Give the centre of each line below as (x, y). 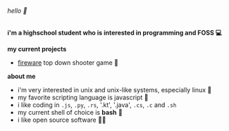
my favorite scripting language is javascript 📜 (83, 98)
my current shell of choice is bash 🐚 (70, 113)
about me (21, 76)
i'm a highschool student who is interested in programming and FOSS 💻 (114, 33)
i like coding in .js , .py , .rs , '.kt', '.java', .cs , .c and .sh (97, 105)
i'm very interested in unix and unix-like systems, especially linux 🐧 (114, 90)
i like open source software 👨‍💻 (62, 120)
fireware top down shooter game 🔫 (68, 63)
